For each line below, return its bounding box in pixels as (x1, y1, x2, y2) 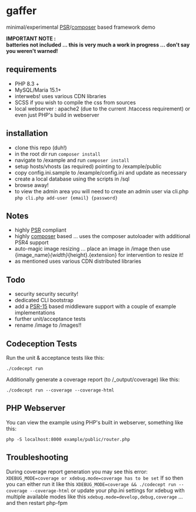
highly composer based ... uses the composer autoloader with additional (14, 233, 190, 240)
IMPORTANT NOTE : (6, 35, 56, 42)
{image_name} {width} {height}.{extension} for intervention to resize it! (14, 252, 184, 259)
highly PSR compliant (14, 226, 67, 233)
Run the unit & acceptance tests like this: (6, 354, 105, 361)
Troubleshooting (6, 453, 69, 463)
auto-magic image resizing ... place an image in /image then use (14, 245, 171, 252)
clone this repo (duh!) (14, 144, 67, 151)
